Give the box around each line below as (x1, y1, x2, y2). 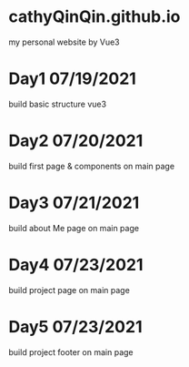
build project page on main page (8, 284, 131, 295)
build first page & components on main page (8, 160, 174, 171)
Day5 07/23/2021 (8, 316, 143, 337)
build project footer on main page (8, 346, 134, 357)
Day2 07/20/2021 (8, 130, 144, 151)
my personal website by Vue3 (8, 36, 120, 47)
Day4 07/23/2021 (8, 254, 144, 275)
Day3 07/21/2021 (8, 193, 140, 213)
